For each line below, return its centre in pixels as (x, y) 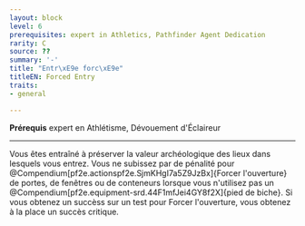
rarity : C (28, 43)
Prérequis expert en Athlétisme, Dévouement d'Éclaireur (115, 127)
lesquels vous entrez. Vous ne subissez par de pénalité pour (122, 163)
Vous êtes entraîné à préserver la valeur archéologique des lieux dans (140, 153)
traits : (24, 85)
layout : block (36, 18)
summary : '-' (34, 60)
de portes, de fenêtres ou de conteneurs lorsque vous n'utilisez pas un (142, 182)
